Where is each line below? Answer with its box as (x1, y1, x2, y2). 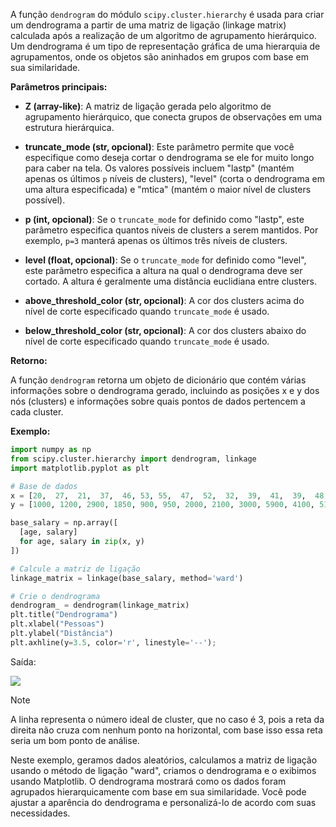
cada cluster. (10, 406, 64, 418)
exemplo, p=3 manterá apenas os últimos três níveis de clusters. (24, 235, 288, 246)
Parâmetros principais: (10, 81, 108, 93)
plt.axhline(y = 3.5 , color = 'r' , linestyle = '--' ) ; (10, 637, 217, 648)
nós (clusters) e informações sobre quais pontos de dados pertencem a (10, 395, 306, 407)
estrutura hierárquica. (24, 122, 115, 133)
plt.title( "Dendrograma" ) (10, 610, 118, 620)
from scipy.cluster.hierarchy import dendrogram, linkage (10, 454, 257, 464)
